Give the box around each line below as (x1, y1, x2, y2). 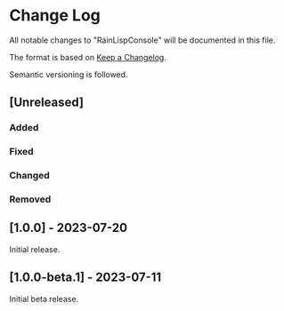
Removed (9, 193, 52, 205)
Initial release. (9, 243, 61, 254)
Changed (9, 170, 51, 182)
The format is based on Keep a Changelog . (9, 52, 166, 62)
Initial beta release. (9, 293, 79, 304)
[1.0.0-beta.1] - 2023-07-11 (9, 270, 162, 285)
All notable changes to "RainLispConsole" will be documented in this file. (9, 35, 276, 45)
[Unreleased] (9, 95, 85, 110)
